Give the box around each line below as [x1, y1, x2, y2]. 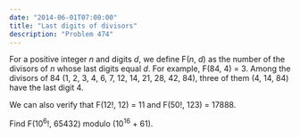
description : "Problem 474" [9, 29, 114, 38]
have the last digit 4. [9, 82, 84, 93]
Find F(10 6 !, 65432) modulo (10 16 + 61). [9, 117, 154, 129]
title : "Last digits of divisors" [9, 21, 138, 30]
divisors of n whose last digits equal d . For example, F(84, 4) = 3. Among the [9, 63, 291, 74]
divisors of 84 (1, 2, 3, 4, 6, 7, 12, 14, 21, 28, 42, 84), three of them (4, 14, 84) [9, 73, 289, 84]
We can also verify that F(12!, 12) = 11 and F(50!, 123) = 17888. [9, 100, 237, 110]
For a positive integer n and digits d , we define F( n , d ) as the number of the [9, 54, 286, 65]
